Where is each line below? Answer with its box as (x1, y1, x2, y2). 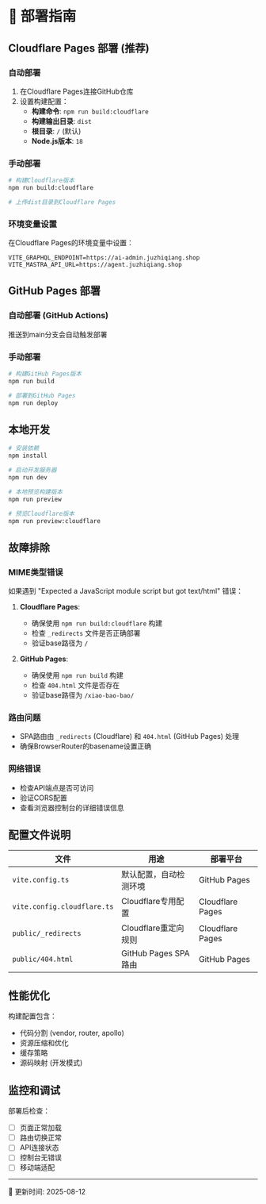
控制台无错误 (19, 1152, 62, 1163)
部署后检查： (8, 1106, 50, 1116)
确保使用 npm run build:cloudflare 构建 (31, 618, 163, 628)
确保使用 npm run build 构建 (31, 671, 124, 680)
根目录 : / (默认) (31, 126, 82, 136)
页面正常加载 (19, 1123, 62, 1133)
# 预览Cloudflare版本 (8, 510, 75, 517)
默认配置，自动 (121, 869, 177, 880)
